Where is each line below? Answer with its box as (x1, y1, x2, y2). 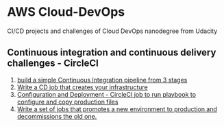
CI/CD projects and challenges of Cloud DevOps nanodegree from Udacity (7, 27, 218, 35)
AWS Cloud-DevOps (7, 4, 125, 20)
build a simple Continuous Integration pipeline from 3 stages (16, 76, 188, 84)
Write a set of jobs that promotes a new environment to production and (16, 104, 218, 113)
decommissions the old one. (16, 112, 97, 120)
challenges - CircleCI (7, 58, 99, 69)
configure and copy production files (16, 97, 119, 106)
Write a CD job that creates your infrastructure (16, 83, 149, 91)
